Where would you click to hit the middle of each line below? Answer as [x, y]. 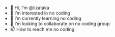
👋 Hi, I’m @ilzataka [30, 8]
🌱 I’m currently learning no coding [46, 18]
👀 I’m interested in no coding [40, 13]
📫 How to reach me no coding [42, 29]
